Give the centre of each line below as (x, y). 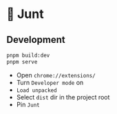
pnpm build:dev (28, 55)
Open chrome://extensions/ (56, 75)
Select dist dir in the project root (63, 97)
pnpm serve (22, 61)
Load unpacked (36, 90)
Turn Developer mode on (50, 82)
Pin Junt (28, 104)
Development (36, 40)
